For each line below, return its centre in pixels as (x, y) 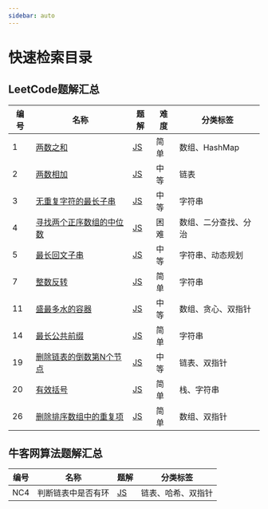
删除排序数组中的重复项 (80, 416)
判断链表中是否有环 (73, 493)
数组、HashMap (209, 147)
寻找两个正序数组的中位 (80, 222)
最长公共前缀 (60, 336)
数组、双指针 (203, 416)
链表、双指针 (203, 362)
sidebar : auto (32, 16)
